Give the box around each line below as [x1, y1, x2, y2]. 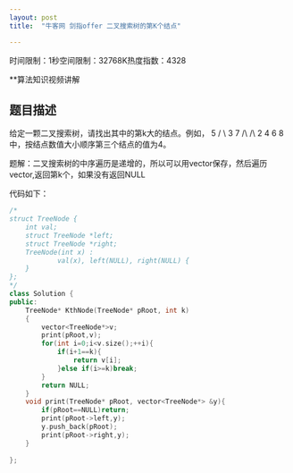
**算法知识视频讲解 [9, 73, 80, 85]
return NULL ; [41, 381, 90, 390]
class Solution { [9, 290, 74, 299]
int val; [25, 223, 58, 232]
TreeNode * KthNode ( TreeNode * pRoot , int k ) [25, 306, 190, 315]
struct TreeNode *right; [25, 239, 118, 249]
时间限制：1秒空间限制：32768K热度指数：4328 [9, 55, 187, 65]
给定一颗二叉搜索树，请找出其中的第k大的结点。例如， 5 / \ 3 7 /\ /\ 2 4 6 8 [9, 128, 284, 139]
